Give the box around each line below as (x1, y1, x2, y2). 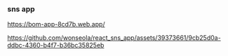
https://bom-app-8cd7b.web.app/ (7, 20, 105, 29)
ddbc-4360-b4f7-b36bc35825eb (7, 41, 105, 50)
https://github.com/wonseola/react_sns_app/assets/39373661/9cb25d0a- (7, 34, 221, 42)
